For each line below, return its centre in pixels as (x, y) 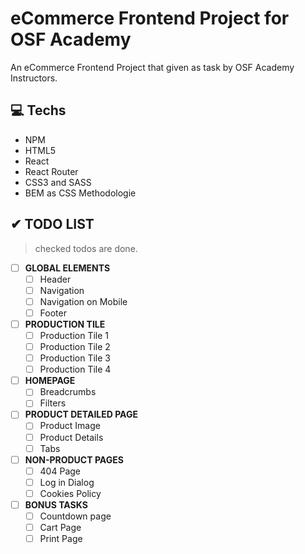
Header (55, 279)
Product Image (70, 426)
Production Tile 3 (75, 358)
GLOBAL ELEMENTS (67, 268)
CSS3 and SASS (58, 182)
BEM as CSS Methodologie (80, 193)
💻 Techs (38, 110)
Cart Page (60, 527)
